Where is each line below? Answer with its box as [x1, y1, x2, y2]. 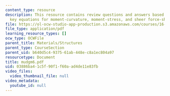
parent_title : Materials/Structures [5, 41, 82, 46]
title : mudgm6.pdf [5, 59, 44, 65]
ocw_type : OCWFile [5, 36, 44, 41]
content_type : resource [5, 7, 56, 13]
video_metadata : [5, 78, 39, 83]
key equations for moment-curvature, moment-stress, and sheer [10, 17, 146, 22]
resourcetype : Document [5, 54, 56, 60]
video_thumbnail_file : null [10, 74, 69, 79]
